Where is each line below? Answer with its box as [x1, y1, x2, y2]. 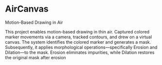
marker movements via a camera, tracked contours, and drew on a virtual [5, 34, 152, 40]
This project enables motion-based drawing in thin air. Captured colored [5, 29, 150, 34]
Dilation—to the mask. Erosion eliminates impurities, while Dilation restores [5, 49, 155, 55]
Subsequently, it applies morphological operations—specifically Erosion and [5, 44, 158, 50]
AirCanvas [5, 3, 49, 15]
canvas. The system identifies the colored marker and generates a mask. [5, 39, 151, 45]
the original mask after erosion [5, 54, 67, 60]
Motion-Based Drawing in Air [5, 19, 63, 25]
